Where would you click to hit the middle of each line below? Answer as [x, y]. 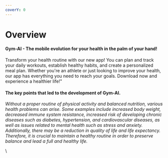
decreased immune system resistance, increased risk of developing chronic [83, 115]
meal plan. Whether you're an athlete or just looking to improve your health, [83, 71]
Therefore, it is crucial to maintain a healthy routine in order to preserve [79, 136]
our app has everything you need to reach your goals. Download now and [81, 76]
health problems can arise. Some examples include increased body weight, [83, 109]
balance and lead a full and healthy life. [46, 141]
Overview [26, 34]
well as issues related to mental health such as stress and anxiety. [74, 125]
